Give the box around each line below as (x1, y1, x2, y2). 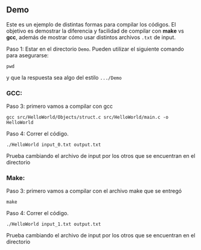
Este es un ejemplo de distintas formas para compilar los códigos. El (6, 20, 176, 28)
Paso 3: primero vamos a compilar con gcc (6, 102, 113, 110)
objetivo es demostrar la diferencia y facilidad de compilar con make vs (6, 27, 184, 34)
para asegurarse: (6, 51, 49, 59)
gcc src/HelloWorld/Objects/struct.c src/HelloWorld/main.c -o (6, 114, 169, 120)
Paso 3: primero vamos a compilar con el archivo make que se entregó (6, 187, 182, 195)
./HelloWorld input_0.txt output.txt (6, 142, 101, 148)
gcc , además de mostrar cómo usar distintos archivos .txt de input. (6, 33, 176, 41)
